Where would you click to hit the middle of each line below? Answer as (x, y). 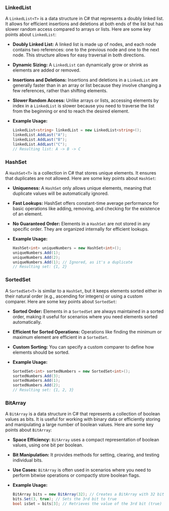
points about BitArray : (29, 430)
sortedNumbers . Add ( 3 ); (36, 376)
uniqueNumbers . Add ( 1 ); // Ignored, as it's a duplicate (72, 262)
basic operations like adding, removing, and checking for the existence (86, 208)
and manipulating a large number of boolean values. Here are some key (79, 425)
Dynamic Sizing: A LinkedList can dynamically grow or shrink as (80, 65)
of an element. (27, 214)
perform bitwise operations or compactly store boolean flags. (76, 475)
